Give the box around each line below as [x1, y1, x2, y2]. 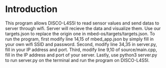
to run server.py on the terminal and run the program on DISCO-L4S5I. [5, 57, 150, 63]
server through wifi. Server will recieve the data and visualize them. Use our [5, 25, 161, 31]
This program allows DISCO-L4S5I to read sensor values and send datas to [5, 20, 160, 26]
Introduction [5, 3, 58, 15]
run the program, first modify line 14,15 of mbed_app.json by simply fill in [5, 36, 154, 42]
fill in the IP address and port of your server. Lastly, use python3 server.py [5, 51, 158, 58]
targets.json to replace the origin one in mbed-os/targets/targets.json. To [5, 30, 156, 36]
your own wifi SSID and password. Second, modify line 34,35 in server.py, [5, 41, 157, 47]
